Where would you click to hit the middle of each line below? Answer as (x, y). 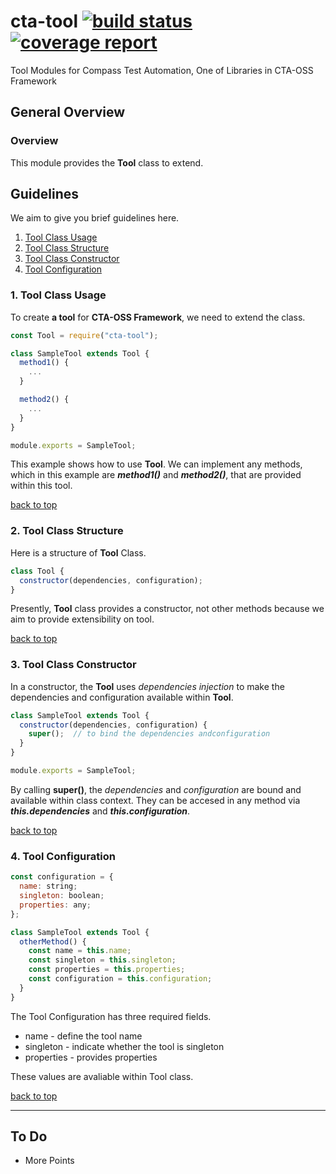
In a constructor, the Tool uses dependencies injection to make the (147, 686)
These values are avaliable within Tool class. (102, 1076)
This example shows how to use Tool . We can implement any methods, (156, 464)
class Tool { (37, 571)
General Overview (68, 112)
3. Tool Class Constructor (73, 665)
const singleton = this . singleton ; (102, 960)
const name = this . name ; (80, 951)
